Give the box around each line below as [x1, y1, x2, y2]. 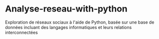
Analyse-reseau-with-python [5, 3, 128, 14]
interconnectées [5, 29, 38, 35]
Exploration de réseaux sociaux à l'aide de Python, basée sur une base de [5, 19, 155, 25]
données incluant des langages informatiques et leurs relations [5, 24, 132, 30]
